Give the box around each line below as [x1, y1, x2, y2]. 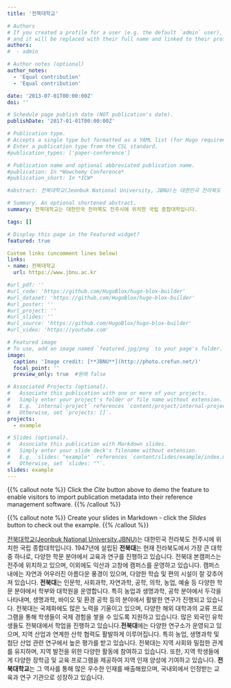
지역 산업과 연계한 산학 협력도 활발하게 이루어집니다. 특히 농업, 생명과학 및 [21, 629, 220, 638]
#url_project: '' [7, 307, 57, 314]
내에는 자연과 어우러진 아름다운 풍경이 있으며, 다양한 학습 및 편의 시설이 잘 [7, 569, 205, 578]
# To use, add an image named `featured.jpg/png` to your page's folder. [7, 345, 223, 352]
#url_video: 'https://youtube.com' [7, 326, 109, 333]
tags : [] [7, 218, 32, 225]
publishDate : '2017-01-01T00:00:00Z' [7, 118, 115, 125]
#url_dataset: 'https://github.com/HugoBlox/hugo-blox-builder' [7, 294, 195, 301]
